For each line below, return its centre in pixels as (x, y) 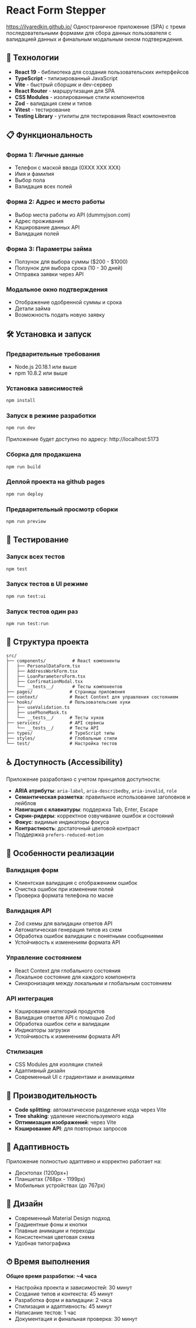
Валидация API (29, 911)
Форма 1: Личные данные (45, 155)
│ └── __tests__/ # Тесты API (53, 728)
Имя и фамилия (34, 174)
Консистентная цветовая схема (55, 1237)
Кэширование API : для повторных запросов (71, 1129)
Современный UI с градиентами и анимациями (74, 1077)
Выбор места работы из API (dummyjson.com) (73, 215)
